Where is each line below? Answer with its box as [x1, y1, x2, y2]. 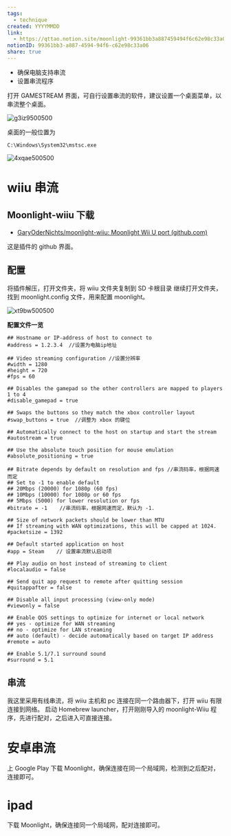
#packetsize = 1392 [7, 528, 63, 535]
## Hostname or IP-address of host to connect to [7, 334, 153, 341]
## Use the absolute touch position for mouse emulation [7, 447, 174, 453]
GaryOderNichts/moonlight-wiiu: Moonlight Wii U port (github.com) [16, 228, 208, 236]
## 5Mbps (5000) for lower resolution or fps [7, 497, 140, 504]
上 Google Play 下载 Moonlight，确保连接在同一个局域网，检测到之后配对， [7, 764, 219, 773]
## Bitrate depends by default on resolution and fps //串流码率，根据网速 [7, 466, 220, 473]
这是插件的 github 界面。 [7, 242, 77, 250]
